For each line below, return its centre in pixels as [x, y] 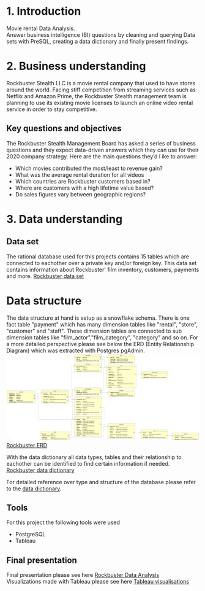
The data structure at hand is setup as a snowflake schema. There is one [98, 318]
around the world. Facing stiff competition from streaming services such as [101, 90]
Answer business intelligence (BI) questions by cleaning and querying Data [101, 34]
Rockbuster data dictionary [40, 470]
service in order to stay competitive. [52, 109]
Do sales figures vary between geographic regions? [80, 194]
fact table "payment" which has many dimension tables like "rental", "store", [102, 324]
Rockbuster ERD [27, 445]
